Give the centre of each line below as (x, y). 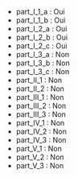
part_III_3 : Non (41, 114)
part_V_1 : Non (39, 149)
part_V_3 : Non (40, 166)
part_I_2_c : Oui (41, 46)
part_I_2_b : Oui (42, 37)
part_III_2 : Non (41, 106)
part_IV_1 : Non (40, 123)
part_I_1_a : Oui (41, 12)
